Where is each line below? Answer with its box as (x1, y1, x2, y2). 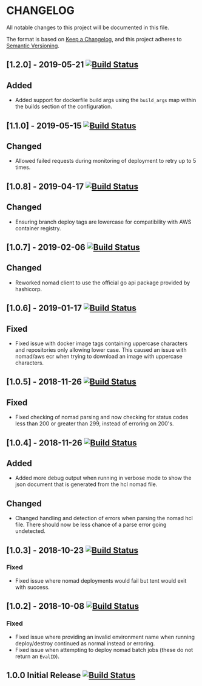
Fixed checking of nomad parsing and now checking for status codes (15, 414, 189, 421)
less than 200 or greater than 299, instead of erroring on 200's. (15, 420, 174, 427)
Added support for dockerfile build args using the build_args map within (15, 97, 197, 104)
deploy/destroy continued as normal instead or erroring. (15, 639, 155, 647)
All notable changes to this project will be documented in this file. (6, 24, 170, 31)
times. (15, 163, 31, 171)
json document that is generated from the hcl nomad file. (15, 481, 158, 488)
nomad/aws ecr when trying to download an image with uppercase (15, 352, 183, 360)
